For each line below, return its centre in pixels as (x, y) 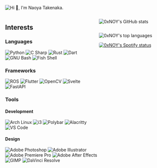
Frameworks (20, 70)
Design (13, 139)
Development (19, 111)
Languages (19, 42)
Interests (19, 28)
